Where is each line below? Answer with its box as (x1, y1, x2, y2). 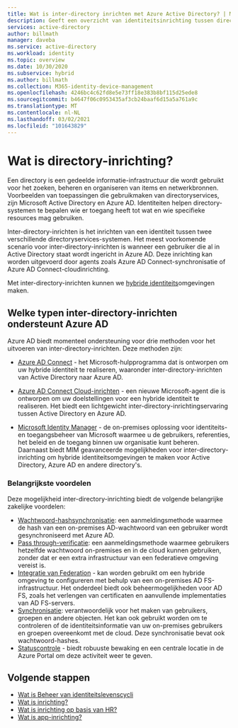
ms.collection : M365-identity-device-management (7, 83, 154, 90)
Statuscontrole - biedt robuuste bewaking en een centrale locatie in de (17, 644, 225, 652)
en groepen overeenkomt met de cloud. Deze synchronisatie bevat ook (17, 628, 225, 637)
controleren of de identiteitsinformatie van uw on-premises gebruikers (17, 621, 223, 630)
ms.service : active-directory (7, 43, 97, 50)
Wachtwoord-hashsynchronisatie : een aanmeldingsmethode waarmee (17, 516, 223, 524)
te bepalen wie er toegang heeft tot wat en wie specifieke (37, 206, 205, 215)
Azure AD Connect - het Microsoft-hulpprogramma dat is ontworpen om (17, 358, 229, 367)
